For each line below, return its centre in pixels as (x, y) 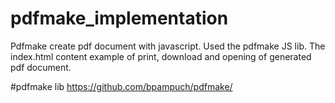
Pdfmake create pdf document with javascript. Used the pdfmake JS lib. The (168, 46)
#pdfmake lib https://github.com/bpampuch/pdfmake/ (121, 86)
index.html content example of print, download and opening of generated (161, 56)
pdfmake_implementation (119, 18)
